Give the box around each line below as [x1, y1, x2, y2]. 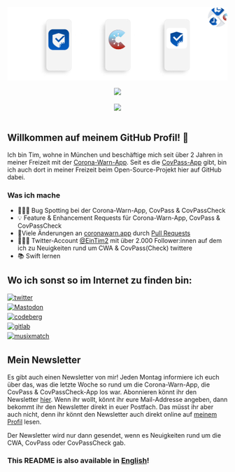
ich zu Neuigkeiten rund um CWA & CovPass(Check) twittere [17, 244, 193, 252]
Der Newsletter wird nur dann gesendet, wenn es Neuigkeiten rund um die [7, 431, 222, 439]
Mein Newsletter [7, 354, 81, 366]
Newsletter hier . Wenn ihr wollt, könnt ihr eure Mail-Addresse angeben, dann [7, 395, 228, 403]
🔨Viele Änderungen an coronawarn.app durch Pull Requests [17, 228, 191, 237]
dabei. [7, 172, 26, 181]
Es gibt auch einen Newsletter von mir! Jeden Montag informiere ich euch [7, 373, 220, 381]
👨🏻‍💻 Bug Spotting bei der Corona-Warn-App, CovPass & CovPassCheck [17, 206, 226, 214]
